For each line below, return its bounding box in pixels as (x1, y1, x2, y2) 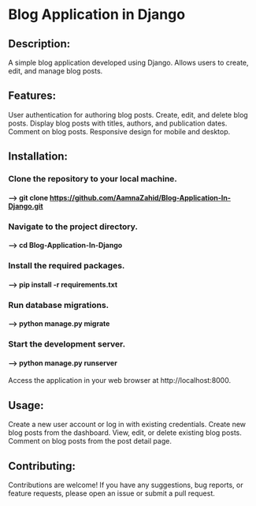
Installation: (8, 150, 69, 163)
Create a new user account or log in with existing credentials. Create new (8, 420, 247, 429)
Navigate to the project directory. (8, 221, 138, 232)
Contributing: (8, 459, 76, 473)
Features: (8, 89, 57, 103)
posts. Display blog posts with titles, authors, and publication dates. (8, 118, 228, 128)
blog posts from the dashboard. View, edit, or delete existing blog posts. (8, 428, 243, 437)
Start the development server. (8, 339, 126, 350)
